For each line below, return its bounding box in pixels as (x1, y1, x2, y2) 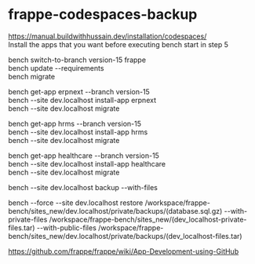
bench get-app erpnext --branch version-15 (8, 86, 151, 96)
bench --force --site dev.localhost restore (8, 198, 144, 207)
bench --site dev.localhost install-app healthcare (8, 159, 166, 168)
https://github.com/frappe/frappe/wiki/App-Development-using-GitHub (8, 246, 239, 256)
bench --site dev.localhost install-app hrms (8, 127, 148, 137)
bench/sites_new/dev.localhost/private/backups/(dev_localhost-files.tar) (8, 231, 242, 240)
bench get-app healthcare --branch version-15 (8, 151, 159, 160)
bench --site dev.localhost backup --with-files (8, 182, 158, 192)
